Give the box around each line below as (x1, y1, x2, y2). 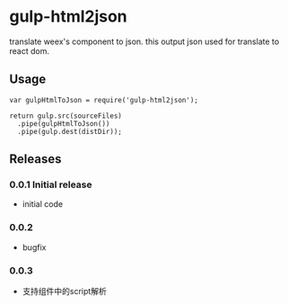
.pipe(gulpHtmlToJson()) (17, 119, 110, 128)
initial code (22, 199, 64, 210)
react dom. (9, 45, 49, 56)
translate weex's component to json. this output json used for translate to (9, 36, 280, 47)
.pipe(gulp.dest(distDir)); (17, 127, 123, 136)
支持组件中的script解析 (22, 286, 108, 297)
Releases (9, 151, 62, 167)
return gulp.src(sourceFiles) (9, 111, 123, 121)
